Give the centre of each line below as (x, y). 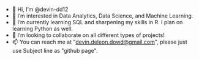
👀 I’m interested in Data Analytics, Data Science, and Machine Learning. (103, 16)
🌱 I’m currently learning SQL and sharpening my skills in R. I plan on (97, 22)
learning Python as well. (43, 28)
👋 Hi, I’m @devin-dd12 (40, 9)
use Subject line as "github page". (55, 51)
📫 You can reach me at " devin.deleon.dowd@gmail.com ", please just (100, 42)
